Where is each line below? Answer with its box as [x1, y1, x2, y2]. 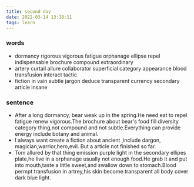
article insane [14, 84, 48, 91]
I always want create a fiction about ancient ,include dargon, [14, 136, 161, 143]
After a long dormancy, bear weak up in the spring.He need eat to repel [14, 111, 188, 118]
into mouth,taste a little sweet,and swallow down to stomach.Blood [14, 161, 176, 168]
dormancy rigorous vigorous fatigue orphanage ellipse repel [14, 52, 160, 59]
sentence [6, 98, 34, 106]
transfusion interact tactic [14, 71, 78, 78]
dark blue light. [14, 174, 51, 181]
